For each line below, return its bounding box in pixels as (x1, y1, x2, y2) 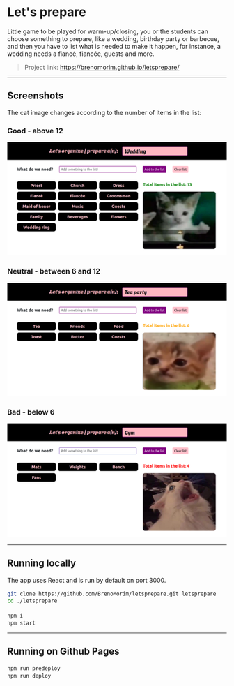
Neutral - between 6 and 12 (7, 267, 101, 276)
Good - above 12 (7, 126, 64, 135)
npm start (7, 620, 36, 627)
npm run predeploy (7, 664, 61, 672)
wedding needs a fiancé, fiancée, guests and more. (7, 50, 155, 58)
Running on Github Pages (7, 646, 120, 657)
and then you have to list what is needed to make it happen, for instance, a (7, 42, 221, 50)
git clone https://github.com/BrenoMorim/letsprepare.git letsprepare (7, 590, 217, 597)
